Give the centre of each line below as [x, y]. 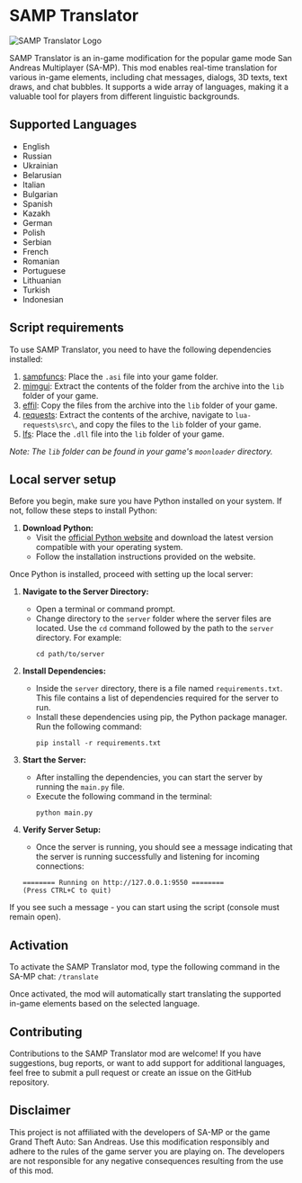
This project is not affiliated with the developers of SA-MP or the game [140, 1132]
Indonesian [43, 299]
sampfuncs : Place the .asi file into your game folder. [120, 376]
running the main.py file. [80, 787]
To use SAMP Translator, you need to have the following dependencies [140, 349]
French [36, 251]
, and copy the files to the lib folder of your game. [168, 424]
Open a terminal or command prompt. [105, 610]
